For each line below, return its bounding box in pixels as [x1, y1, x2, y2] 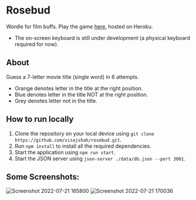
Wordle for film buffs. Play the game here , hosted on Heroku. [6, 23, 153, 30]
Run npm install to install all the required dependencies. [14, 142, 151, 149]
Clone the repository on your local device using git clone [14, 130, 154, 137]
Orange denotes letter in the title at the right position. [14, 85, 143, 92]
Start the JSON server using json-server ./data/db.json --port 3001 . [14, 155, 186, 162]
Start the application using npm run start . [14, 148, 116, 156]
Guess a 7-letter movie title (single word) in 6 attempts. [6, 73, 139, 80]
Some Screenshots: [6, 172, 80, 182]
